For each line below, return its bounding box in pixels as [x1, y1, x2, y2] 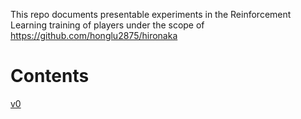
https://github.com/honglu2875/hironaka [10, 30, 178, 41]
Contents [10, 65, 90, 88]
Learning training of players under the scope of [10, 19, 205, 31]
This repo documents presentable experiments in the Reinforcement [10, 9, 292, 20]
